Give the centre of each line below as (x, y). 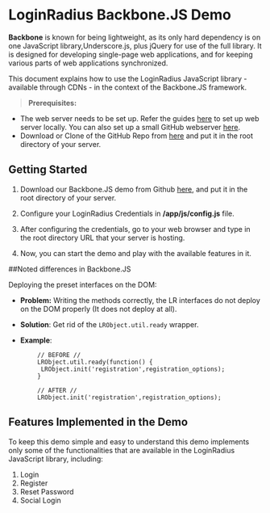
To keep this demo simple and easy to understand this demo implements (129, 441)
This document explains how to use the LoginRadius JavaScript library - (128, 78)
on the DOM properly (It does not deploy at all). (98, 309)
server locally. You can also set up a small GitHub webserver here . (130, 127)
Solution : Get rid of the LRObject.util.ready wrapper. (109, 324)
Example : (36, 340)
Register (34, 483)
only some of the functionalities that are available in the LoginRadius (122, 450)
